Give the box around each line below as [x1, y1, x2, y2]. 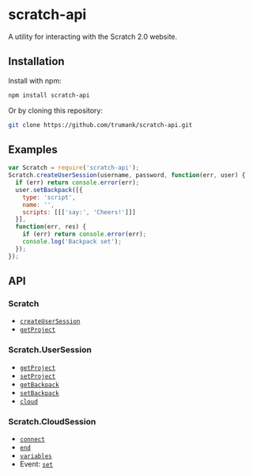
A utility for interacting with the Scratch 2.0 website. [8, 32, 178, 41]
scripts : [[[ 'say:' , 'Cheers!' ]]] [22, 208, 136, 216]
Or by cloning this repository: [8, 106, 104, 115]
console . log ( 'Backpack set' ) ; [22, 238, 123, 246]
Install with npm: [8, 75, 62, 85]
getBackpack [19, 381, 59, 389]
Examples [8, 143, 58, 156]
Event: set [19, 459, 54, 469]
